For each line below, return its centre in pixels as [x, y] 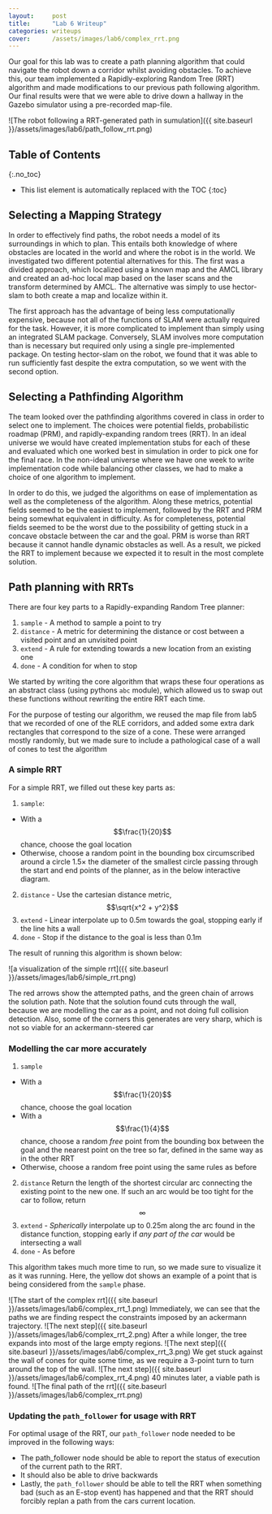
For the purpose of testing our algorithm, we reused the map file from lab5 [133, 714]
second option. [34, 371]
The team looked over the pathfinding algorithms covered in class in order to [136, 416]
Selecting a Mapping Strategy [85, 216]
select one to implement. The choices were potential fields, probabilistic [129, 425]
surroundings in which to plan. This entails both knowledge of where [123, 244]
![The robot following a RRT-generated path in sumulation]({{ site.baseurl [131, 121]
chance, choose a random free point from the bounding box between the [142, 1141]
